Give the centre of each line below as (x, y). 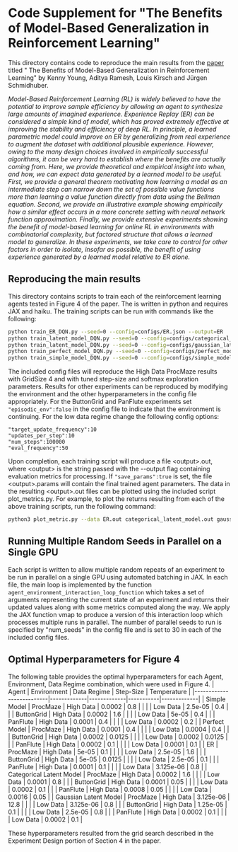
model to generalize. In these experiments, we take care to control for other (118, 241)
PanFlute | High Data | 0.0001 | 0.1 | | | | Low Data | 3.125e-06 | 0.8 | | (108, 766)
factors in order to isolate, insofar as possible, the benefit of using (104, 249)
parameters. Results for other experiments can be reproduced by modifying (118, 386)
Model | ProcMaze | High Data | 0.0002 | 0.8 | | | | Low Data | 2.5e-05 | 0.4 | (118, 706)
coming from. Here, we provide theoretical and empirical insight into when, (117, 166)
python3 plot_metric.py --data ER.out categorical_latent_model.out (111, 519)
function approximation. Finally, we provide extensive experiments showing (118, 219)
